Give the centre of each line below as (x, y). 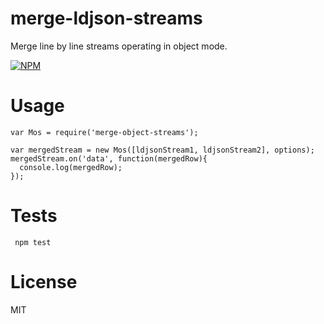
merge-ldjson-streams (106, 18)
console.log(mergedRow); (71, 167)
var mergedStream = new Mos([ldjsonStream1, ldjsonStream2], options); (162, 150)
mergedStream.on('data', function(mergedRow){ (109, 158)
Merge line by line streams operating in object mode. (119, 46)
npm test (33, 242)
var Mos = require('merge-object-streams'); (104, 132)
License (44, 282)
